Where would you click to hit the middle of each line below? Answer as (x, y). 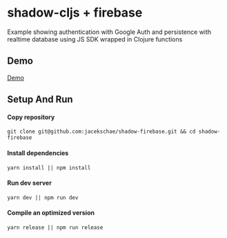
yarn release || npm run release (55, 227)
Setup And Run (40, 99)
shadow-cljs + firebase (75, 13)
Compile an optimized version (51, 213)
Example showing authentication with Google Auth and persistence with (109, 32)
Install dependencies (38, 153)
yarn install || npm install (49, 167)
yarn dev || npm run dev (43, 198)
